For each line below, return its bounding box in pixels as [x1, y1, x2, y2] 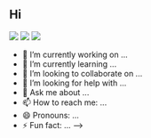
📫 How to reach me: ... [21, 97, 107, 108]
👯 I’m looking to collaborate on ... [21, 68, 143, 78]
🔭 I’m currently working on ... [21, 49, 128, 60]
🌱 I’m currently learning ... [21, 58, 117, 69]
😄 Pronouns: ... [21, 110, 80, 120]
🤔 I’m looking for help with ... [21, 77, 127, 88]
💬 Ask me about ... [21, 86, 90, 97]
